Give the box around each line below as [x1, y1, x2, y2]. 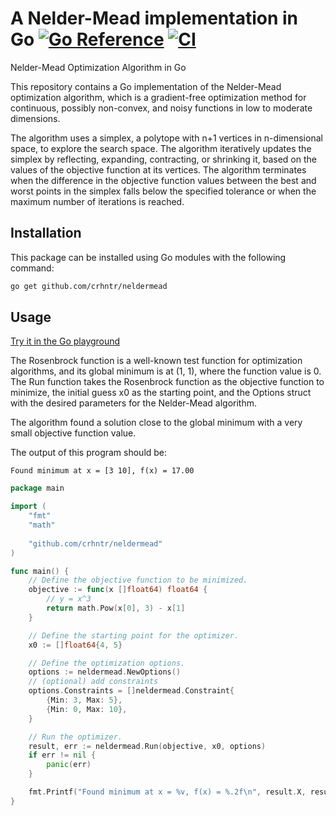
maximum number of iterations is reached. [10, 195, 185, 207]
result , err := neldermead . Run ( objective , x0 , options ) [28, 741, 267, 751]
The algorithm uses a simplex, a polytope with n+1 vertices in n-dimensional [10, 132, 323, 144]
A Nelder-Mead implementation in [10, 7, 298, 30]
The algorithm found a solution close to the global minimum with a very [10, 417, 303, 429]
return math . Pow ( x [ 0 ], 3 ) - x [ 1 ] [46, 603, 186, 614]
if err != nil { [28, 750, 97, 761]
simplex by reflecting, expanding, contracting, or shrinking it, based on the [10, 153, 317, 165]
